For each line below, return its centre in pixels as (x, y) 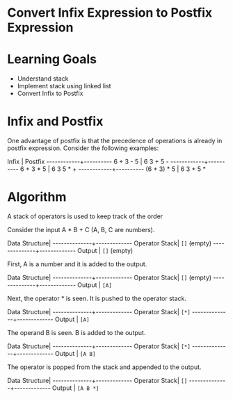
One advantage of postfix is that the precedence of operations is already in (115, 141)
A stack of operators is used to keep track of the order (85, 216)
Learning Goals (52, 59)
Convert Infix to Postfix (50, 93)
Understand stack (43, 79)
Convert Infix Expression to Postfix (110, 13)
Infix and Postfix (55, 121)
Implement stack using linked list (64, 86)
